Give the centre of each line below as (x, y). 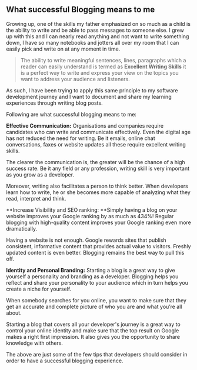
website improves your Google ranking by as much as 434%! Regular (90, 216)
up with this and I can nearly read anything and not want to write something (98, 36)
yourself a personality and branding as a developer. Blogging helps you (92, 276)
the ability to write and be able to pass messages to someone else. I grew (95, 30)
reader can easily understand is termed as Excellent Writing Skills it (103, 66)
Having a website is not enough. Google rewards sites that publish (86, 240)
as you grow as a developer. (40, 174)
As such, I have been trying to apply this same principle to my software (92, 90)
